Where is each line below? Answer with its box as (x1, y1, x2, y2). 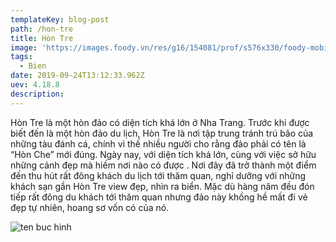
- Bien (19, 61, 47, 71)
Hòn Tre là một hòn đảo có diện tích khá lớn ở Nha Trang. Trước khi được (10, 116, 310, 128)
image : (10, 42, 38, 53)
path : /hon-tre (10, 24, 74, 34)
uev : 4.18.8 (10, 80, 60, 90)
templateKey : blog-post (10, 14, 110, 25)
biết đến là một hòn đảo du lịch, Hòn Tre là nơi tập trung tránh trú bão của (10, 127, 314, 139)
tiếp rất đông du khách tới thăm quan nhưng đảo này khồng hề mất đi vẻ (10, 191, 308, 203)
